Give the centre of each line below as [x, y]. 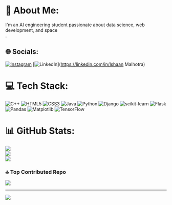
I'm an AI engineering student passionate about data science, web [75, 25]
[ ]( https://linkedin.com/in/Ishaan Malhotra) [89, 64]
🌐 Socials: [22, 52]
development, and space [31, 30]
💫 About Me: [32, 11]
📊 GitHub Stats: [40, 131]
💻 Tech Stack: [37, 86]
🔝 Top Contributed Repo [36, 172]
